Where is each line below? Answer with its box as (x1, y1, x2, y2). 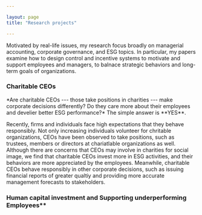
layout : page (6, 14, 39, 20)
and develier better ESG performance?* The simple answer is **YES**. (6, 109, 186, 116)
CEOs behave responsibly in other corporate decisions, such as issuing (6, 165, 184, 173)
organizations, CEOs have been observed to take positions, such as (6, 133, 175, 141)
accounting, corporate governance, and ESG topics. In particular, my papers (6, 48, 196, 55)
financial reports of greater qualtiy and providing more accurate (6, 172, 165, 179)
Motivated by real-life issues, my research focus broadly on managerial (6, 42, 184, 49)
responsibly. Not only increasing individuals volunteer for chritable (6, 127, 171, 134)
